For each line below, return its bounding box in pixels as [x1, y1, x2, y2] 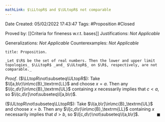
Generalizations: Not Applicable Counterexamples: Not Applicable [5, 40, 139, 46]
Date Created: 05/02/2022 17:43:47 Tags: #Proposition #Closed [5, 21, 135, 27]
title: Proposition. [5, 49, 48, 54]
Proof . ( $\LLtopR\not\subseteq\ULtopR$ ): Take [5, 75, 100, 81]
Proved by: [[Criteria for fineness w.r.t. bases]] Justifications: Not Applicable [5, 30, 160, 36]
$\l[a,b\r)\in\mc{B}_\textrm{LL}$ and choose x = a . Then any [5, 81, 128, 86]
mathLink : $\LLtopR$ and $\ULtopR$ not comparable [5, 7, 111, 12]
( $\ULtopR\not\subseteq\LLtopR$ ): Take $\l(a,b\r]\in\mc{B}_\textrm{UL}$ [5, 101, 153, 107]
